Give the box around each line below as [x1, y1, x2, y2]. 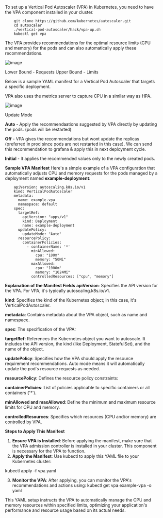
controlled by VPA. [5, 419, 42, 425]
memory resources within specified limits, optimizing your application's [5, 502, 147, 508]
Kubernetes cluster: [12, 459, 52, 464]
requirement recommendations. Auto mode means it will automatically [5, 361, 145, 366]
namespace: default [17, 202, 57, 207]
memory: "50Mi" [35, 257, 66, 262]
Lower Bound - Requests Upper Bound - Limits [5, 69, 98, 75]
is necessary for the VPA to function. [12, 448, 86, 454]
